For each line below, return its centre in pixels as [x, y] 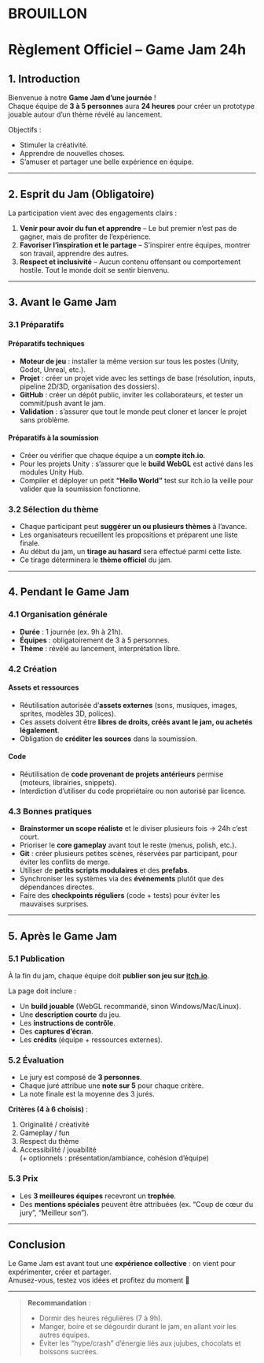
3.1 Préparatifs [36, 325]
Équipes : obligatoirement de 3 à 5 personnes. [95, 640]
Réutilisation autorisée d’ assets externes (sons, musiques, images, [128, 705]
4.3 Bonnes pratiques [50, 811]
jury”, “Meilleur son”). [54, 1212]
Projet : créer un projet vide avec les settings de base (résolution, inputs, [137, 378]
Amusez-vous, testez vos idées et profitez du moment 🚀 [99, 1280]
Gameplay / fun [44, 1133]
